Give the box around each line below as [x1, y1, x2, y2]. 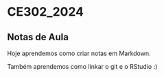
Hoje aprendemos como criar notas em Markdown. [7, 49, 151, 57]
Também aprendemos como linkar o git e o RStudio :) [7, 63, 158, 70]
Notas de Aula [7, 31, 69, 43]
